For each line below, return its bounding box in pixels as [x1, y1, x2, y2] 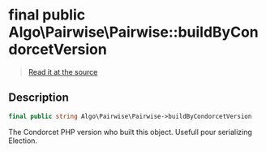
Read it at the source [28, 67, 98, 76]
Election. [8, 136, 38, 145]
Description [8, 91, 69, 105]
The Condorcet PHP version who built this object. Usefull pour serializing [8, 127, 253, 137]
